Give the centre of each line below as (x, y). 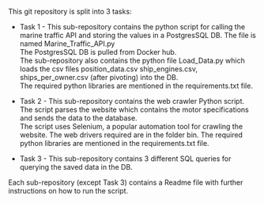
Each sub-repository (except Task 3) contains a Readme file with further (126, 182)
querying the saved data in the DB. (76, 167)
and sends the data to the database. (78, 118)
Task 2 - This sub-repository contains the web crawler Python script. (132, 101)
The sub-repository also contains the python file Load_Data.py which (132, 60)
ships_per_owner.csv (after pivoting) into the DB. (99, 77)
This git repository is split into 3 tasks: (70, 11)
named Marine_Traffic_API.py (67, 44)
